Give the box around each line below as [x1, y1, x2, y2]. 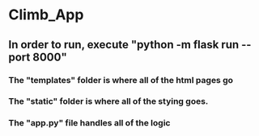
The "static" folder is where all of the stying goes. [8, 96, 209, 107]
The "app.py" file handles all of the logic [8, 117, 171, 129]
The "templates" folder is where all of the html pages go [8, 74, 233, 85]
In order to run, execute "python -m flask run [8, 38, 240, 52]
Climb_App [8, 6, 84, 24]
